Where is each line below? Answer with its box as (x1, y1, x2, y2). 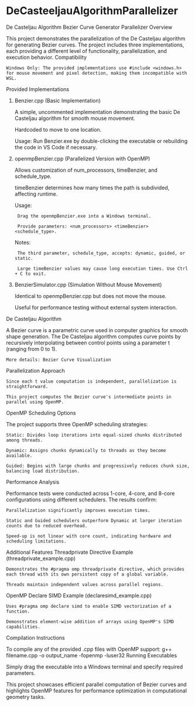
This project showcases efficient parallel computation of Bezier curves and (6, 681, 187, 688)
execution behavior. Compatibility (6, 53, 87, 61)
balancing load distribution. (6, 468, 80, 474)
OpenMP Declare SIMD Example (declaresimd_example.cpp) (6, 592, 152, 599)
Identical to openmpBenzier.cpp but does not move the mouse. (14, 292, 167, 299)
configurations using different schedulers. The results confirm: (6, 496, 158, 503)
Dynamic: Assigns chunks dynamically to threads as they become (6, 447, 166, 453)
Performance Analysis (6, 478, 60, 486)
